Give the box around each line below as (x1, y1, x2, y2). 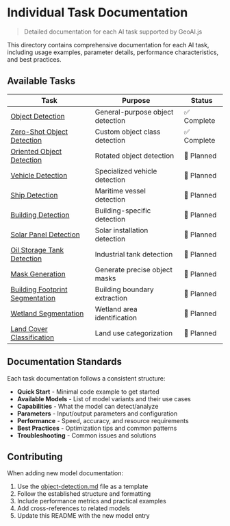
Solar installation (94, 225, 149, 235)
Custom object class (94, 127, 161, 136)
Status (190, 95, 213, 105)
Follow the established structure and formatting (16, 490, 151, 498)
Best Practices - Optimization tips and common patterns (16, 424, 177, 432)
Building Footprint (10, 285, 68, 294)
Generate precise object (94, 265, 172, 274)
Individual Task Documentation (7, 5, 188, 21)
